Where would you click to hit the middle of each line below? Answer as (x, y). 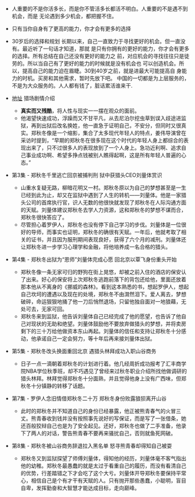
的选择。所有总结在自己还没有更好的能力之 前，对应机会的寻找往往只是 (98, 56)
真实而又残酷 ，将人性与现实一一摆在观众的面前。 (80, 111)
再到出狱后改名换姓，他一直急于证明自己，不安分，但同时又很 (106, 125)
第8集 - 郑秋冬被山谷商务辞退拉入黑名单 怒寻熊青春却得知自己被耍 (92, 446)
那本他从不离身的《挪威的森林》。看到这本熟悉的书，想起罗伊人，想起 (105, 287)
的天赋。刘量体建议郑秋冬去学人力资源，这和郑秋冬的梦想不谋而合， (103, 210)
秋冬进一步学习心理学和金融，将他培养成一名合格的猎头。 (101, 247)
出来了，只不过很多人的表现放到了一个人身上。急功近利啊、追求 (103, 148)
